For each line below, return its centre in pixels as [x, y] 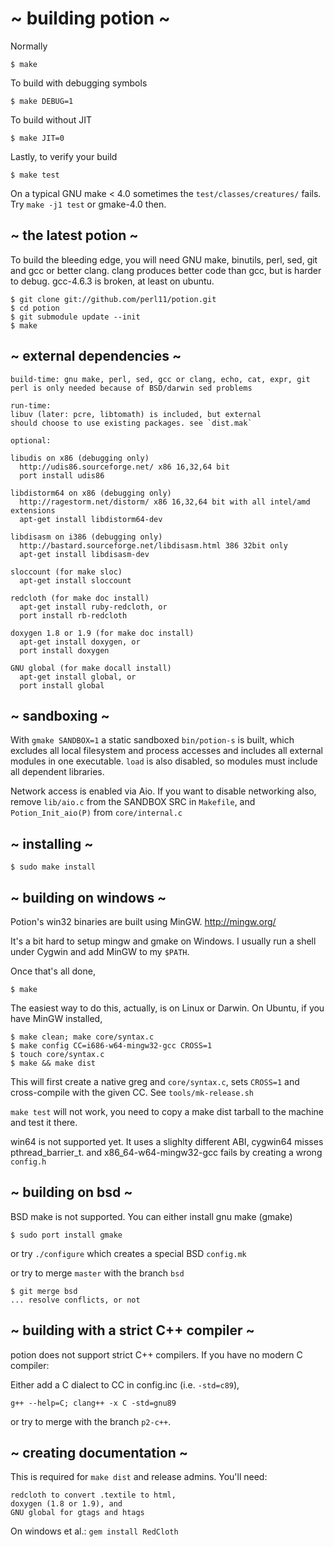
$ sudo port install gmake [66, 1235]
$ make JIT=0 [37, 138]
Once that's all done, [53, 971]
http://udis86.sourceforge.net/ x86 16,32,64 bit [124, 467]
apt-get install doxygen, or [80, 642]
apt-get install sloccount [75, 580]
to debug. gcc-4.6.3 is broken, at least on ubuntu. [112, 281]
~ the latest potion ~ [74, 235]
